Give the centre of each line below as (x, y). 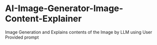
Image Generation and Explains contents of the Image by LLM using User (79, 32)
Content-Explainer (44, 19)
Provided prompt (22, 37)
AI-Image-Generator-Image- (64, 8)
